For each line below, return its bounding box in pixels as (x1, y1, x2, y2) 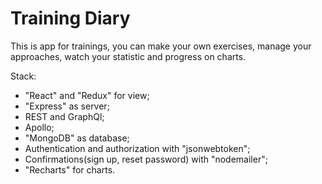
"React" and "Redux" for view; (24, 89, 150, 101)
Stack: (10, 70, 37, 82)
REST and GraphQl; (24, 110, 105, 122)
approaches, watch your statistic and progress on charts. (10, 50, 247, 62)
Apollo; (24, 121, 55, 133)
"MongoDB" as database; (24, 132, 130, 144)
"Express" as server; (24, 100, 110, 112)
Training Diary (10, 7, 131, 30)
